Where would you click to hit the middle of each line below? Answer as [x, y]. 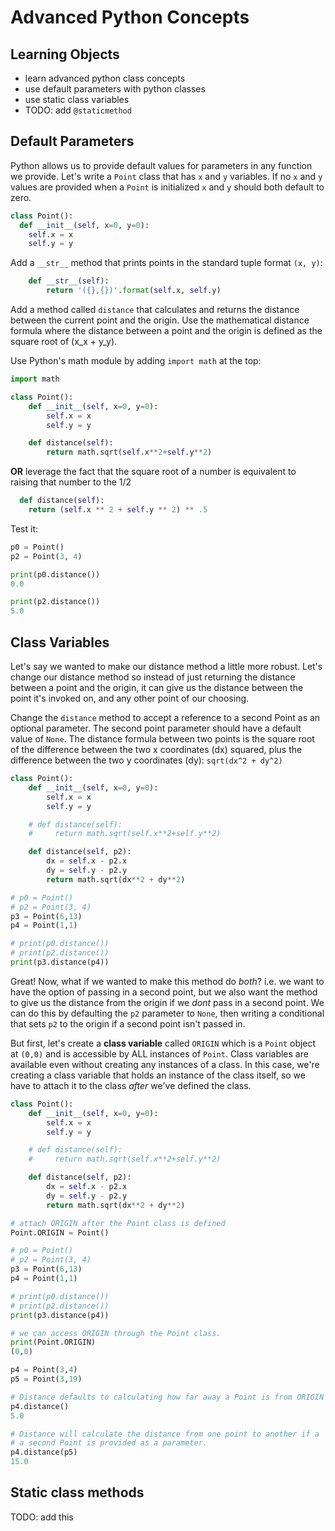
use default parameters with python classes [115, 89]
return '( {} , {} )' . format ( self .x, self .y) [134, 291]
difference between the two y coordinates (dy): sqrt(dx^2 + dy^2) [146, 760]
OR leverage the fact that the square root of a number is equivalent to [153, 472]
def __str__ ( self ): [69, 281]
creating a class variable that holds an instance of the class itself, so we [158, 1075]
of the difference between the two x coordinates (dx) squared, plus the [156, 749]
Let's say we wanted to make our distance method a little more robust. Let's [166, 666]
